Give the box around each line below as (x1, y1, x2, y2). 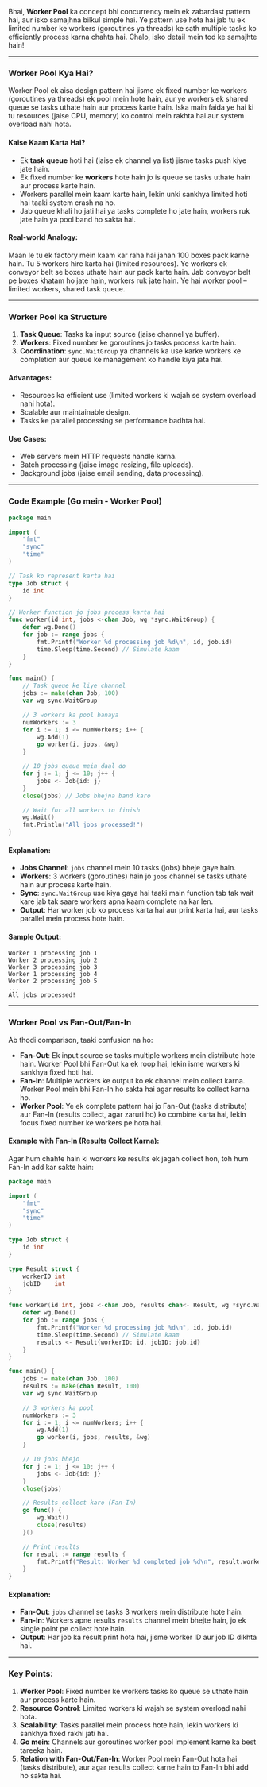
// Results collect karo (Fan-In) (22, 1499, 137, 1507)
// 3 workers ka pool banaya (22, 711, 119, 719)
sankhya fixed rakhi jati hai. (19, 1728, 110, 1738)
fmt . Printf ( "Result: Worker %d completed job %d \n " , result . (37, 1557, 244, 1565)
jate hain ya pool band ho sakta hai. (19, 214, 137, 224)
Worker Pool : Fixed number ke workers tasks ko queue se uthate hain (19, 1686, 249, 1696)
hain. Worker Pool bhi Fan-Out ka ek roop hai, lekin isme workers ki (19, 1059, 240, 1068)
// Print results (22, 1542, 80, 1551)
